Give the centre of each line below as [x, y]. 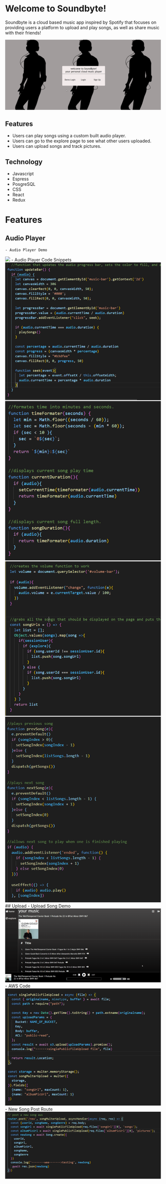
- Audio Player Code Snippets [41, 259]
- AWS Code [18, 986]
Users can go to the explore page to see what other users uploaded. [82, 141]
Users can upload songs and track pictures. [57, 146]
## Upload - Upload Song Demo [38, 906]
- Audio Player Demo [26, 250]
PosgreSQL [24, 184]
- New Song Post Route [29, 1109]
